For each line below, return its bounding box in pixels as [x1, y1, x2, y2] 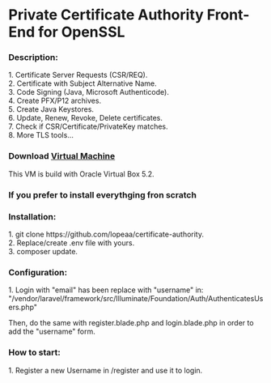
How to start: [8, 347, 61, 358]
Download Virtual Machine [8, 151, 116, 162]
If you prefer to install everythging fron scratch [8, 189, 197, 200]
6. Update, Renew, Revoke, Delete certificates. [8, 113, 163, 123]
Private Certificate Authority [8, 6, 204, 24]
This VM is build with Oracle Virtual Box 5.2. [8, 168, 155, 179]
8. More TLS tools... [8, 130, 74, 140]
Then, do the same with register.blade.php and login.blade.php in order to [8, 318, 254, 328]
